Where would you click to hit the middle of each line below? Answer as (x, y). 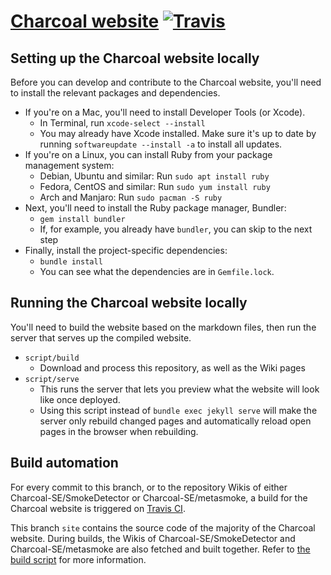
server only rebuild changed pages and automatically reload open (175, 421)
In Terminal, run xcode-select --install (122, 123)
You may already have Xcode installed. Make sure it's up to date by (178, 133)
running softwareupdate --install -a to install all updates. (161, 144)
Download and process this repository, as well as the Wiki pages (172, 367)
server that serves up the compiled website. (101, 337)
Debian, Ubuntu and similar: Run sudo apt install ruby (154, 176)
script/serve (52, 379)
